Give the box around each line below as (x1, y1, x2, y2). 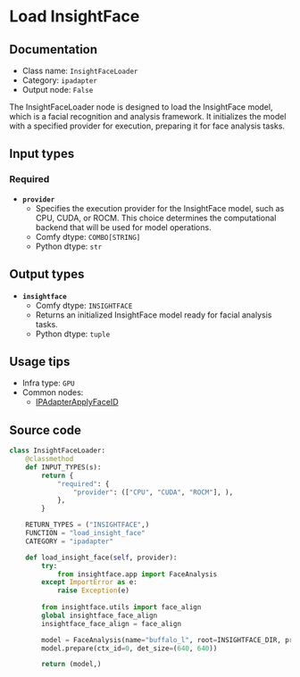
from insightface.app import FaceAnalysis (56, 569, 218, 579)
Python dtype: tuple (35, 328, 111, 339)
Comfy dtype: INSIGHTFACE (35, 300, 133, 310)
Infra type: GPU (21, 377, 75, 389)
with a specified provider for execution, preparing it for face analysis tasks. (9, 120, 286, 131)
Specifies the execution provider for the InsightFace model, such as (35, 202, 285, 213)
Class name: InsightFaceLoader (21, 65, 138, 76)
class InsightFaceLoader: (9, 446, 105, 456)
